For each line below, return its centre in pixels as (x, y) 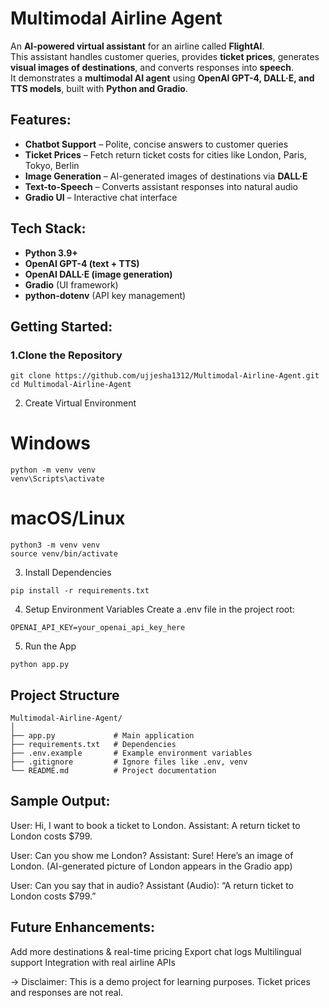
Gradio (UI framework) (71, 284)
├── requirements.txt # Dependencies (93, 744)
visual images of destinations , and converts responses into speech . (152, 67)
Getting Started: (61, 326)
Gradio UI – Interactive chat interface (101, 197)
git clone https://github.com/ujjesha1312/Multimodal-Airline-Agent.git (165, 376)
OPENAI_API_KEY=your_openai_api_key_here (98, 628)
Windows (50, 443)
